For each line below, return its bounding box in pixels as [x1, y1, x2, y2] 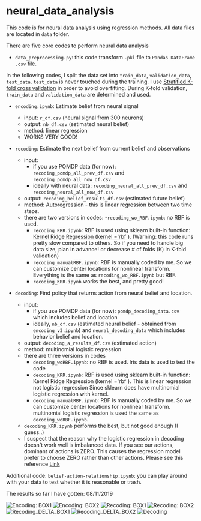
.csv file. [14, 60, 37, 67]
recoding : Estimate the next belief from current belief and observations [14, 145, 190, 152]
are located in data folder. [6, 30, 70, 37]
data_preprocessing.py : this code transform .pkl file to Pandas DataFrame [14, 53, 195, 61]
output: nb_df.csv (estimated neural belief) [23, 120, 130, 127]
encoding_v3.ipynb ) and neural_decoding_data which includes [32, 326, 185, 334]
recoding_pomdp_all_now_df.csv [32, 176, 111, 182]
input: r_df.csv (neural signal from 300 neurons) [23, 114, 144, 121]
